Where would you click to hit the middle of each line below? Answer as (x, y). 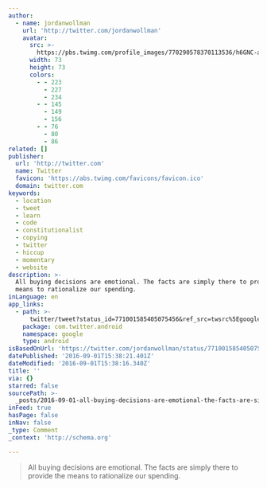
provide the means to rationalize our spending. (104, 475)
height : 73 (47, 68)
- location (33, 201)
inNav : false (30, 423)
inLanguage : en (33, 297)
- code (26, 223)
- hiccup (30, 252)
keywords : (25, 193)
